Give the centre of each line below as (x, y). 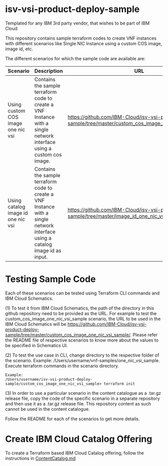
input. (41, 257)
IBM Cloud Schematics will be (36, 324)
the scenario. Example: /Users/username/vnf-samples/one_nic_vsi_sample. (82, 360)
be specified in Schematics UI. (37, 345)
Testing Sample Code (50, 279)
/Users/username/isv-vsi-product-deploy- (49, 379)
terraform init (119, 384)
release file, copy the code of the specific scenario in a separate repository (82, 398)
